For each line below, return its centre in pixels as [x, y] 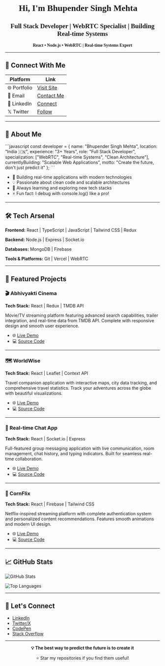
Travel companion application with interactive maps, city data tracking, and [81, 383]
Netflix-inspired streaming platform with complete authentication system [78, 514]
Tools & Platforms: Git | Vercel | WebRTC [47, 259]
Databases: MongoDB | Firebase [39, 249]
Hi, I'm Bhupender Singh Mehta [78, 8]
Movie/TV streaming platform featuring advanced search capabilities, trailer [82, 315]
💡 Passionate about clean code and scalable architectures [71, 182]
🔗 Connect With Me [35, 65]
